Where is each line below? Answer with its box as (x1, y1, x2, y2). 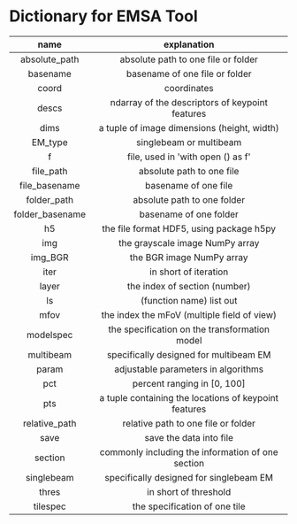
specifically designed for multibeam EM (106, 348, 271, 360)
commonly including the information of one (99, 445, 278, 458)
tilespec (33, 500, 66, 512)
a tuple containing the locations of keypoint (99, 391, 279, 404)
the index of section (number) (126, 280, 251, 292)
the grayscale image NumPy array (118, 236, 260, 249)
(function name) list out (140, 294, 238, 306)
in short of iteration (149, 266, 229, 278)
